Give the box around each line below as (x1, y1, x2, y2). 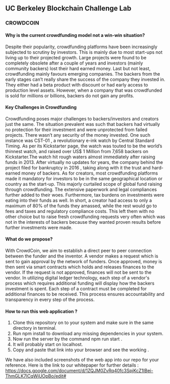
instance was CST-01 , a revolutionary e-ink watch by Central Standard (5, 137, 155, 143)
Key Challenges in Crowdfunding (5, 104, 77, 111)
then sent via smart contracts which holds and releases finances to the (5, 264, 155, 270)
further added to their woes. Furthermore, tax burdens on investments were (5, 191, 164, 198)
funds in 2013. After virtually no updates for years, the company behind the (5, 159, 163, 165)
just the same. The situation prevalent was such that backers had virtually (5, 121, 160, 127)
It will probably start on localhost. (12, 342, 83, 348)
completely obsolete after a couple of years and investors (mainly (5, 60, 143, 66)
